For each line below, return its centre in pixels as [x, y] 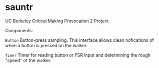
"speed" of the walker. [28, 60]
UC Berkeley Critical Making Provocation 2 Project [57, 21]
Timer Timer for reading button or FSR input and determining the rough [78, 55]
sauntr [19, 7]
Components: [19, 30]
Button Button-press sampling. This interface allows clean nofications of [79, 40]
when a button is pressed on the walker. [46, 45]
